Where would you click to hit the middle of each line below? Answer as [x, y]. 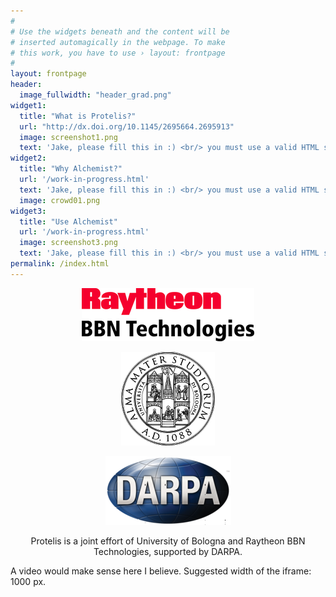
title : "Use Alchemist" [68, 221]
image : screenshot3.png [68, 243]
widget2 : [28, 158]
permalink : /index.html [60, 264]
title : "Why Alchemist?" [71, 169]
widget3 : [28, 211]
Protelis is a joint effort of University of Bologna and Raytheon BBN [168, 541]
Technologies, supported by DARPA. [168, 551]
